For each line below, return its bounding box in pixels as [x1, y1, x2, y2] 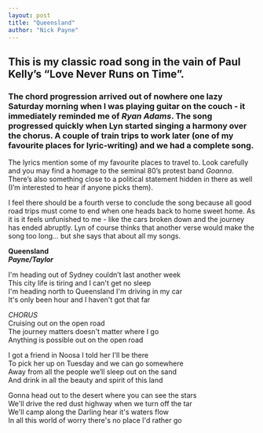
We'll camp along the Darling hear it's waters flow [8, 407, 169, 417]
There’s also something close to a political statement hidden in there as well [8, 174, 253, 184]
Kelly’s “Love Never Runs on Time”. [8, 67, 184, 81]
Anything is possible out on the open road [8, 335, 144, 345]
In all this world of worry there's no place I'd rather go [8, 416, 182, 425]
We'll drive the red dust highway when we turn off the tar [8, 399, 192, 409]
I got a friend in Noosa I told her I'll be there [8, 351, 149, 360]
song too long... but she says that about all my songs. [8, 231, 181, 241]
